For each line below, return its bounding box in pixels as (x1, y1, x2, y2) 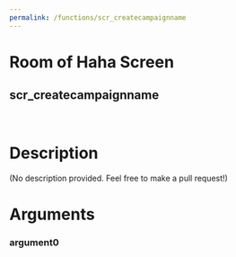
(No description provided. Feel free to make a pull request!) (9, 173, 229, 183)
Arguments (9, 204, 96, 225)
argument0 (9, 235, 60, 248)
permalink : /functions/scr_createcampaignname (9, 13, 187, 22)
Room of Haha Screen (9, 51, 175, 72)
